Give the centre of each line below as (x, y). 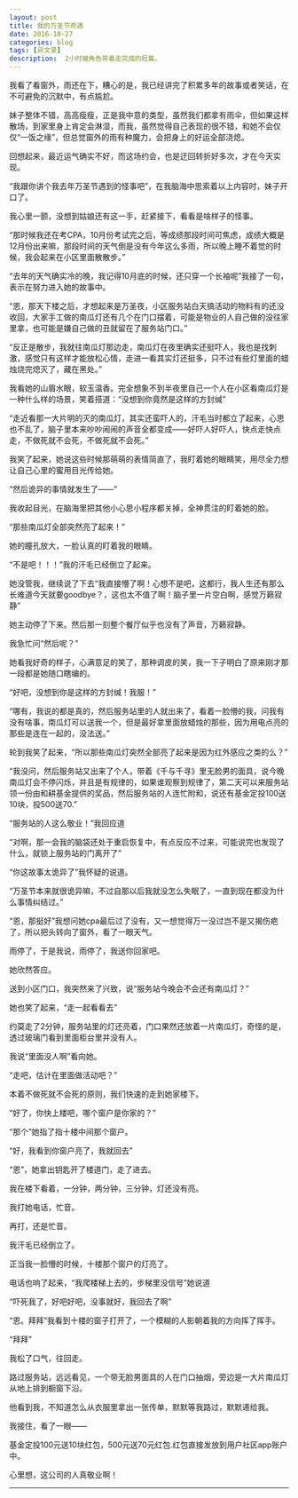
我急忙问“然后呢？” (44, 643)
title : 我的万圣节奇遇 (47, 26)
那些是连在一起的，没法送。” (60, 733)
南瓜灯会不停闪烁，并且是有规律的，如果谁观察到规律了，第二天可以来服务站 (149, 782)
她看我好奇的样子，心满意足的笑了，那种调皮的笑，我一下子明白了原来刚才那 (149, 662)
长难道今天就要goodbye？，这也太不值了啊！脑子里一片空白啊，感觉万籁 (142, 594)
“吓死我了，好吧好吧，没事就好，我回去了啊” (90, 1301)
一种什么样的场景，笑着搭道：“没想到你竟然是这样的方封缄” (118, 399)
